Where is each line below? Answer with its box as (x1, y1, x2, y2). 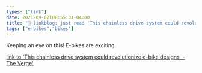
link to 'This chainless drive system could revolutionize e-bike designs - (6, 53, 185, 60)
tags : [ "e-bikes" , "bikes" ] (6, 25, 74, 32)
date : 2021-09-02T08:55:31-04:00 (6, 14, 90, 20)
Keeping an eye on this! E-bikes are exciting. (6, 42, 116, 49)
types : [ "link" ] (6, 8, 47, 15)
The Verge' (6, 60, 34, 67)
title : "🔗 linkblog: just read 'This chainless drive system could (6, 20, 179, 26)
